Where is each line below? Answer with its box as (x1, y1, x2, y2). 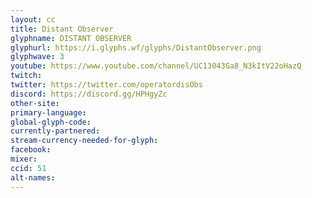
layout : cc (10, 14, 56, 25)
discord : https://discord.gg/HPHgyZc (10, 89, 168, 99)
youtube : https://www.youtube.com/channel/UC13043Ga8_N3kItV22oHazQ (10, 61, 302, 71)
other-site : (10, 98, 60, 108)
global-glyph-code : (10, 117, 92, 127)
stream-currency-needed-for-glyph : (10, 136, 159, 146)
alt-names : (10, 172, 56, 183)
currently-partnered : (10, 126, 101, 136)
